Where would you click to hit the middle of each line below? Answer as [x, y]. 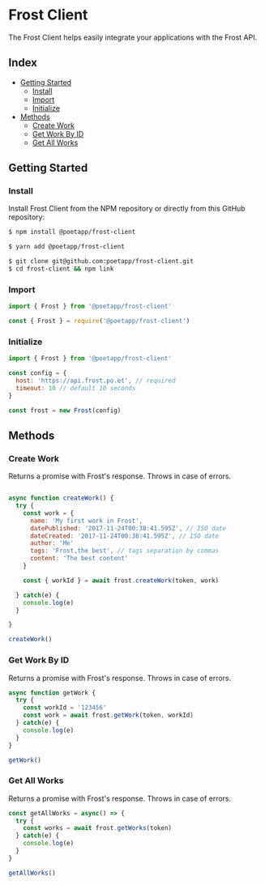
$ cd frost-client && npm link [61, 269]
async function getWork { [52, 693]
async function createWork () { [61, 498]
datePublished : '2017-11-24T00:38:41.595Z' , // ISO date [128, 528]
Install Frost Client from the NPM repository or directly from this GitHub [127, 209]
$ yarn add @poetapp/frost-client [67, 247]
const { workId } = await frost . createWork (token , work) [121, 581]
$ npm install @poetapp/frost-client [72, 232]
